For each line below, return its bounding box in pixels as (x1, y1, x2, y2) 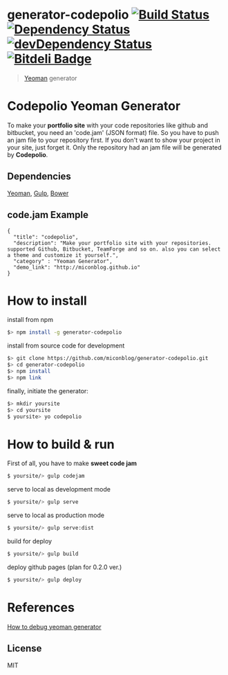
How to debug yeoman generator (7, 622, 102, 631)
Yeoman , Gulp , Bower (7, 189, 69, 197)
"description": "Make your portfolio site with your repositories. (13, 240, 212, 246)
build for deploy (7, 537, 53, 545)
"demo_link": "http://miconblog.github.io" (13, 264, 140, 271)
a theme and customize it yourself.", (7, 251, 119, 259)
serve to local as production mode (7, 511, 105, 519)
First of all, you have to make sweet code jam (7, 459, 137, 467)
